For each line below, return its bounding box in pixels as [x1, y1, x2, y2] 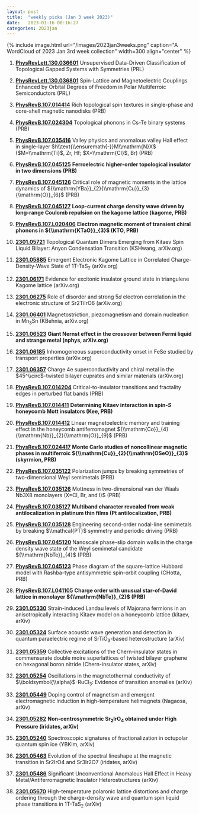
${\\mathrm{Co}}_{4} [117, 425, 169, 433]
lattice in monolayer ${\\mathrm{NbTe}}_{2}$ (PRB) [15, 593, 146, 600]
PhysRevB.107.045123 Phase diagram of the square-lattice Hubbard [15, 562, 183, 570]
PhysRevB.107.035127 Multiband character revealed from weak [15, 503, 175, 510]
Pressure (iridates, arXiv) [15, 723, 79, 730]
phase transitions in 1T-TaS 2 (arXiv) [15, 800, 102, 809]
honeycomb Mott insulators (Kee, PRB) [15, 408, 113, 415]
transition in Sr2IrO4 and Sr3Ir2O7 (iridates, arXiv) [15, 759, 138, 766]
